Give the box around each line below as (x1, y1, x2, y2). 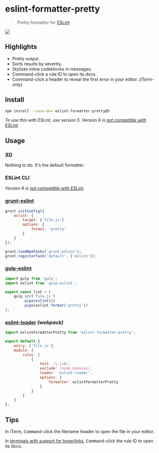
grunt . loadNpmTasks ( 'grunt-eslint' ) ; (5, 249, 82, 254)
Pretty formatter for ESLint (17, 19, 70, 25)
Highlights (5, 43, 37, 51)
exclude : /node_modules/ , (39, 366, 92, 371)
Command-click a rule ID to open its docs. (12, 71, 97, 77)
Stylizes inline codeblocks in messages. (12, 66, 92, 72)
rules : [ (22, 352, 40, 357)
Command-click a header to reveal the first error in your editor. (12, 76, 138, 82)
